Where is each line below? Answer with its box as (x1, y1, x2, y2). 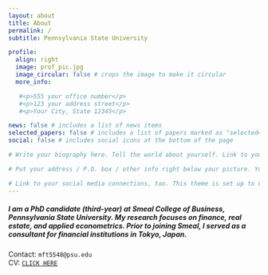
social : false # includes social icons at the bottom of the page (8, 136, 234, 144)
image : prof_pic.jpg (15, 63, 84, 72)
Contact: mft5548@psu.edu (8, 249, 93, 259)
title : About (8, 19, 52, 27)
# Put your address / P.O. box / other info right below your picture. (8, 165, 251, 173)
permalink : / (8, 26, 52, 34)
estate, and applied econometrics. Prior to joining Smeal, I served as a (8, 221, 246, 231)
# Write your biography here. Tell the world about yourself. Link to (8, 151, 248, 159)
